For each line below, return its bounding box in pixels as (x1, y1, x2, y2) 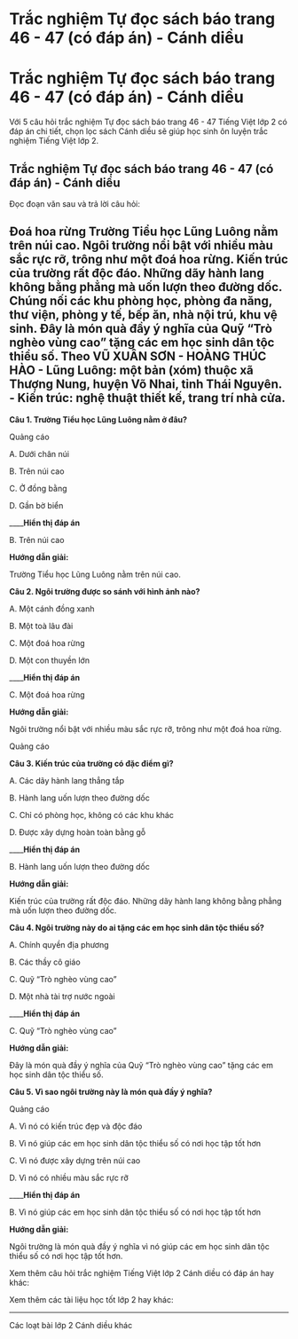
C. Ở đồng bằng (9, 483, 67, 493)
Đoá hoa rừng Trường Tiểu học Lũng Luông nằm (9, 224, 278, 240)
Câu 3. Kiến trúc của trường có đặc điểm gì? (9, 758, 175, 768)
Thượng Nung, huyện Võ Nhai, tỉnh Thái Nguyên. (9, 377, 282, 392)
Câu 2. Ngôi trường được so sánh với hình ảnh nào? (9, 586, 200, 596)
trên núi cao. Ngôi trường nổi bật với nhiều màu (9, 238, 273, 253)
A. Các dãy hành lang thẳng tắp (9, 775, 124, 785)
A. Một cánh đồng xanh (9, 603, 95, 614)
